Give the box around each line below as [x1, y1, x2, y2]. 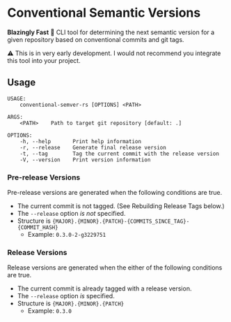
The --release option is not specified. [17, 210, 126, 218]
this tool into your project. [7, 56, 81, 64]
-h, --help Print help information [19, 138, 141, 145]
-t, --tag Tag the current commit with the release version [19, 150, 219, 157]
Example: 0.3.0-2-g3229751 [27, 230, 106, 239]
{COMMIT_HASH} [17, 224, 58, 231]
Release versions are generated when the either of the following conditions [7, 263, 223, 272]
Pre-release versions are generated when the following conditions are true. [7, 189, 223, 197]
